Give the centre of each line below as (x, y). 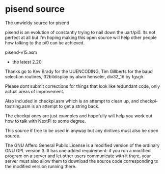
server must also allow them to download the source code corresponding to (82, 161)
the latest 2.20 (27, 62)
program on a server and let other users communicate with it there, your (78, 156)
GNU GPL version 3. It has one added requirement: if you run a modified (78, 150)
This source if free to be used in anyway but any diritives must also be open (82, 130)
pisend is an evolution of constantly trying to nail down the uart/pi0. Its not (80, 32)
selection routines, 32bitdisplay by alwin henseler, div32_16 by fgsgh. (75, 76)
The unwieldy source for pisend (37, 23)
